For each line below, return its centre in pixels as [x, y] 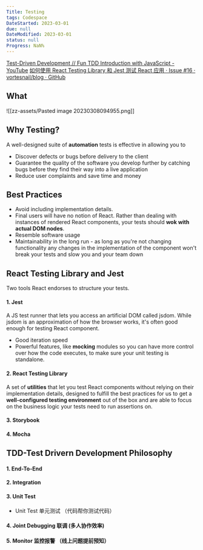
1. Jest [15, 302]
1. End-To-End [24, 469]
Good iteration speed [42, 340]
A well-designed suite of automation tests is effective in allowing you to [96, 144]
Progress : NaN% [25, 46]
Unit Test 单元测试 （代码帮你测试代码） [65, 511]
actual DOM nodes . [40, 229]
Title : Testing [25, 12]
